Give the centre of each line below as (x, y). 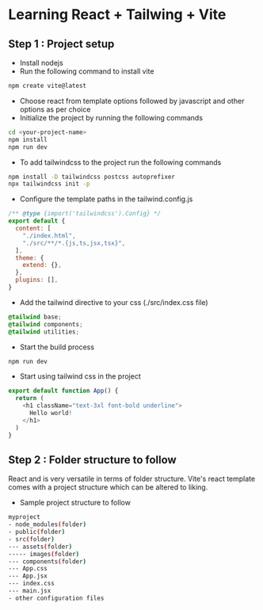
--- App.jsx (28, 576)
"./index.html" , (50, 235)
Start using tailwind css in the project (80, 376)
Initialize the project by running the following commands (111, 117)
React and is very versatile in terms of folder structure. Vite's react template (132, 479)
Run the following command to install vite (87, 71)
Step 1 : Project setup (61, 44)
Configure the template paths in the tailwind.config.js (106, 199)
